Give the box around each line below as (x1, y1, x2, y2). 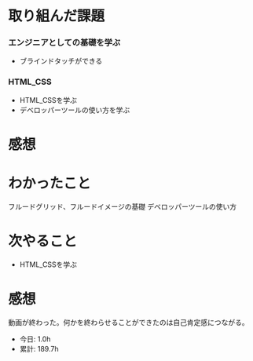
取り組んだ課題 (8, 7, 105, 25)
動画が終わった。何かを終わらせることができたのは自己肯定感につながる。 (8, 317, 249, 326)
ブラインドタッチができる (19, 57, 103, 66)
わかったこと (8, 174, 92, 192)
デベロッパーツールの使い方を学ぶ (19, 105, 130, 115)
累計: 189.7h (19, 344, 59, 353)
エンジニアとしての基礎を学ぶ (8, 37, 121, 48)
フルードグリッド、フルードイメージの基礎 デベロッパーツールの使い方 (8, 202, 237, 211)
